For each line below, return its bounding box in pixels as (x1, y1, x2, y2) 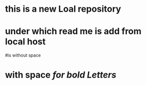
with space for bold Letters (5, 69, 117, 81)
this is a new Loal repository (5, 3, 121, 15)
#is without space (5, 52, 41, 58)
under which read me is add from (5, 26, 142, 37)
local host (5, 36, 46, 47)
